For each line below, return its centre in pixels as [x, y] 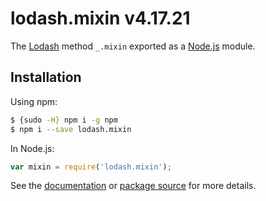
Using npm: [34, 101]
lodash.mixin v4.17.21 [100, 18]
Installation [46, 77]
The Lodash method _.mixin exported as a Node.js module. [133, 46]
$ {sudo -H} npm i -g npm [64, 120]
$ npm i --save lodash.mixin [71, 129]
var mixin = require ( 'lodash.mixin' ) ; [91, 167]
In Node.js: [32, 148]
